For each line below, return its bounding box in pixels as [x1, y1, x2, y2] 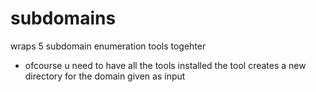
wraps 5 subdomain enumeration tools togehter [10, 40, 207, 52]
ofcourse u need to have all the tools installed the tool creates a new [24, 59, 307, 71]
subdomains [10, 7, 117, 30]
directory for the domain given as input [24, 70, 186, 82]
